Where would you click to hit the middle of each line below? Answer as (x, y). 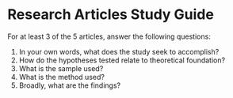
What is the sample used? (61, 68)
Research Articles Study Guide (111, 15)
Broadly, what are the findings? (69, 85)
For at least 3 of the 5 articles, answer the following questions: (109, 36)
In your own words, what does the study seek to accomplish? (119, 51)
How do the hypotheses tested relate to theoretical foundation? (122, 60)
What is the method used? (61, 77)
